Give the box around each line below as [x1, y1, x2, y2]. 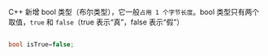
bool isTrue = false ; [8, 41, 75, 49]
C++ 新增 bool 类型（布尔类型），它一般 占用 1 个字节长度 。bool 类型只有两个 [8, 7, 260, 16]
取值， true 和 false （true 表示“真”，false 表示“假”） [8, 17, 184, 27]
